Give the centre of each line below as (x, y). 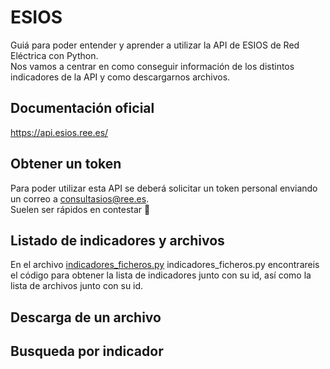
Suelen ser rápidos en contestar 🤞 (80, 209)
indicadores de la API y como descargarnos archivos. (120, 77)
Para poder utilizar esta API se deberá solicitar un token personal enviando (164, 188)
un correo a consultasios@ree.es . (80, 198)
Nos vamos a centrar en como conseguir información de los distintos (152, 66)
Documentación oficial (82, 108)
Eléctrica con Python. (54, 55)
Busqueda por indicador (87, 351)
